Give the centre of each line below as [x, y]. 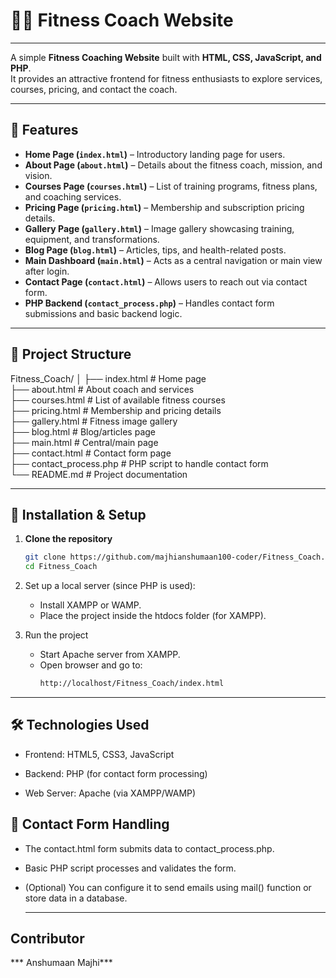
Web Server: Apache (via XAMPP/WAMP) [110, 793]
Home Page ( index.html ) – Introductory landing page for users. [155, 154]
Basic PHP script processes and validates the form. [130, 868]
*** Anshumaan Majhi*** [61, 963]
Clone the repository [68, 539]
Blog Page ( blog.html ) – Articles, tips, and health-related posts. [155, 250]
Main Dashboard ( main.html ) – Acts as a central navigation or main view [173, 260]
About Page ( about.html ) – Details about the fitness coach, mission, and [173, 165]
